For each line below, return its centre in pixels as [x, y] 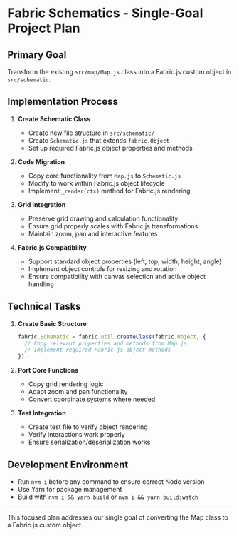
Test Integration [42, 413]
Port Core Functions [48, 370]
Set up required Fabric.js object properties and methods [111, 148]
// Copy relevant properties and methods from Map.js [106, 343]
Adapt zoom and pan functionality [78, 392]
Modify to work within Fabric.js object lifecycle [96, 183]
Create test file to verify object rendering [88, 427]
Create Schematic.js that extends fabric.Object [99, 140]
